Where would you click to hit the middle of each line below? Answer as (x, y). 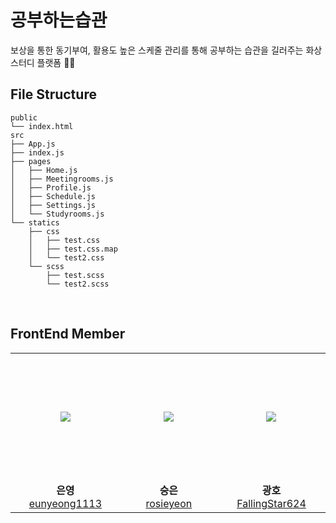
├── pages (31, 161)
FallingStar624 (271, 504)
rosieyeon (169, 504)
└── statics (35, 222)
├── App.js (33, 144)
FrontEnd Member (68, 334)
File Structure (53, 94)
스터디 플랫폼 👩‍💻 (43, 62)
